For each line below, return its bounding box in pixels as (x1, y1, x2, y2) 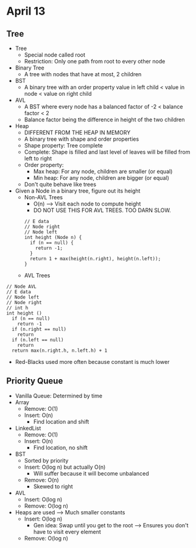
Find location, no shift (33, 444, 88, 451)
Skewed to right (33, 483, 73, 490)
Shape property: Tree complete (24, 142, 103, 149)
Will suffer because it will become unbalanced (33, 469, 149, 477)
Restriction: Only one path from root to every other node (24, 58, 166, 65)
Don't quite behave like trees (24, 181, 96, 188)
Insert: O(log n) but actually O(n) (24, 463, 106, 471)
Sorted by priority (24, 457, 69, 464)
